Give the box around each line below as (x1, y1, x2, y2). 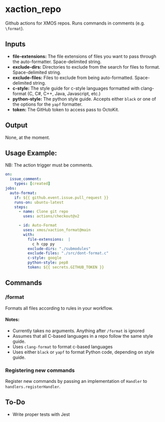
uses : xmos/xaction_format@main (23, 228, 91, 233)
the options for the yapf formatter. (12, 101, 83, 107)
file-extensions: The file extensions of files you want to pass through (12, 53, 156, 59)
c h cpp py (32, 242, 55, 247)
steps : (14, 204, 28, 209)
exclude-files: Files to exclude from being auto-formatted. (12, 74, 134, 81)
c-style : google (27, 256, 62, 261)
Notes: (5, 317, 20, 323)
